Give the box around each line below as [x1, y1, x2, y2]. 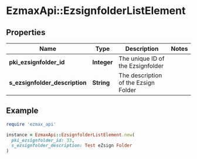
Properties [6, 27, 46, 37]
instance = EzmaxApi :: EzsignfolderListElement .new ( [6, 132, 135, 138]
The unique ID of [118, 54, 165, 63]
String [92, 79, 110, 87]
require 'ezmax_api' [6, 121, 57, 127]
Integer [92, 58, 113, 66]
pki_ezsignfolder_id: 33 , [11, 137, 75, 143]
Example [6, 106, 39, 116]
